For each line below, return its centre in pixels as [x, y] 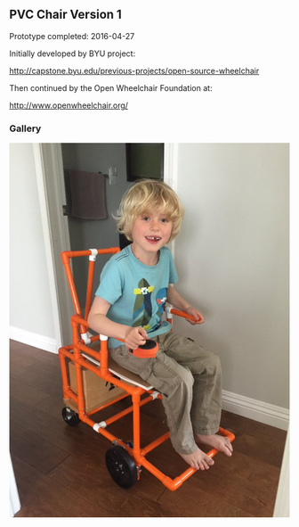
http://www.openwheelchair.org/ [69, 105]
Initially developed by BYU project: [73, 54]
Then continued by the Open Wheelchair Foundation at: [111, 87]
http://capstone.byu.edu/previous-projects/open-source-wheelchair [134, 70]
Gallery [25, 128]
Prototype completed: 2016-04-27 [72, 36]
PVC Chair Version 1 [65, 15]
